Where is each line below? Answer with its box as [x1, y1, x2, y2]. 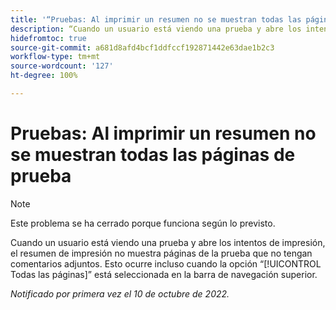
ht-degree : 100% [10, 71, 78, 81]
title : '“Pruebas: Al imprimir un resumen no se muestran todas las [10, 14, 302, 25]
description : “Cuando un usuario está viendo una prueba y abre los [10, 24, 302, 34]
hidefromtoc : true [10, 33, 87, 43]
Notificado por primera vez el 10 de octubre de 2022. [10, 287, 230, 300]
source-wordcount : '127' [10, 61, 114, 71]
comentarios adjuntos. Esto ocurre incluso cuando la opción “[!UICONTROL [10, 257, 322, 270]
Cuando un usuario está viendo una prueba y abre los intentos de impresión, [10, 236, 326, 248]
